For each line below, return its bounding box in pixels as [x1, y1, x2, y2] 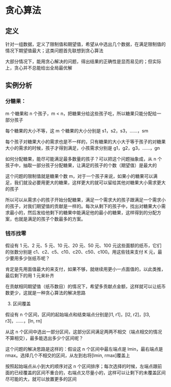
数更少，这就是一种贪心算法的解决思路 [5, 289, 85, 295]
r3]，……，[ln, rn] [5, 317, 42, 324]
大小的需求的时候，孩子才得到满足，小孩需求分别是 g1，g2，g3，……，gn [5, 145, 160, 151]
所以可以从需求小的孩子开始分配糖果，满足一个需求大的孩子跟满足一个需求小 [5, 196, 166, 202]
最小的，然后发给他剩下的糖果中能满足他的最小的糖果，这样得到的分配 [9, 209, 157, 215]
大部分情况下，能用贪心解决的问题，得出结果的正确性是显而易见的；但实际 [5, 58, 161, 64]
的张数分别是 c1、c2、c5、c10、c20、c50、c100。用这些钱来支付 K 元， [5, 248, 158, 255]
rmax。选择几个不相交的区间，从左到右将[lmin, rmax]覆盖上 [5, 352, 131, 358]
